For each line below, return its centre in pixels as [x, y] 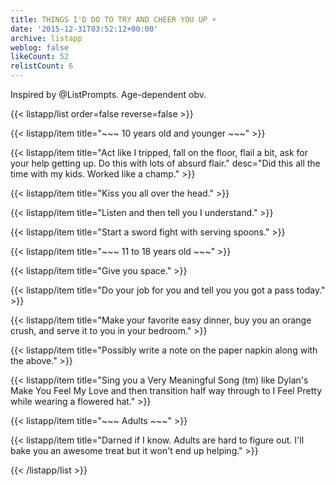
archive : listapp [46, 38]
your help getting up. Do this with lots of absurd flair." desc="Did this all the [165, 163]
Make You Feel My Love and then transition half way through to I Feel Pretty [166, 390]
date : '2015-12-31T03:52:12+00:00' [84, 29]
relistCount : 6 [42, 66]
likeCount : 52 [40, 57]
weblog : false [40, 47]
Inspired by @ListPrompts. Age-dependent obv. [108, 94]
